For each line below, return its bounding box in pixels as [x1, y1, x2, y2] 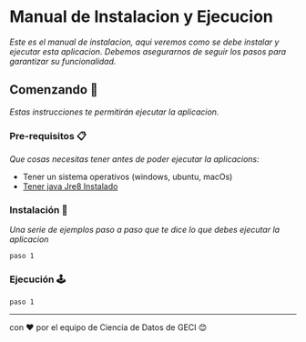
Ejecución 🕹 [9, 273, 66, 286]
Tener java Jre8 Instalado [22, 181, 118, 192]
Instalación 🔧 [9, 203, 68, 216]
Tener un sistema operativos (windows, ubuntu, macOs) [22, 171, 233, 183]
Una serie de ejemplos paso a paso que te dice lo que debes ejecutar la [9, 225, 280, 236]
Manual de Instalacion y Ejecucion [9, 6, 273, 27]
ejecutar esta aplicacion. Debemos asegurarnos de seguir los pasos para [9, 45, 287, 56]
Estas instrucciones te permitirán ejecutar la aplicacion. [9, 106, 219, 117]
